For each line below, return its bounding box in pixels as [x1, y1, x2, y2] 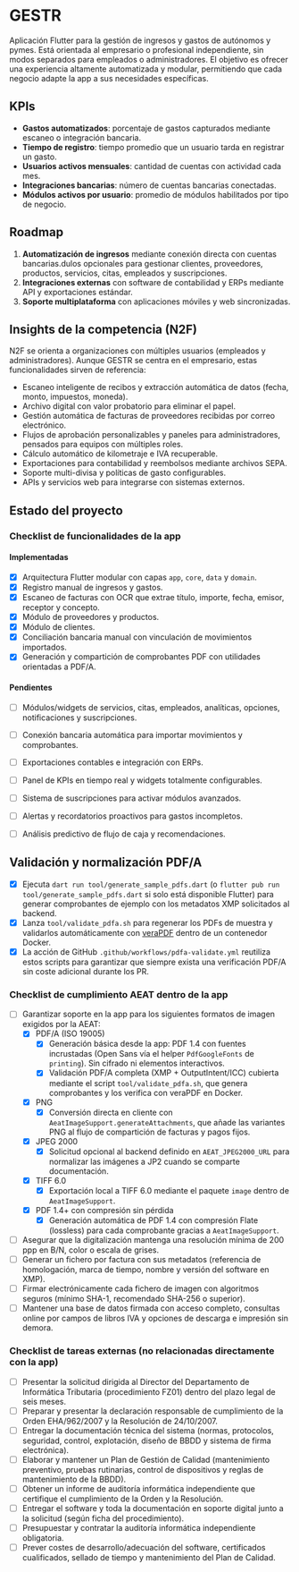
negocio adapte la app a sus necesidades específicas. [9, 72, 210, 83]
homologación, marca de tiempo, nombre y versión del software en [21, 1264, 270, 1275]
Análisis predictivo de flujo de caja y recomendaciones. [21, 828, 226, 839]
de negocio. [21, 199, 67, 209]
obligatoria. [21, 1533, 64, 1543]
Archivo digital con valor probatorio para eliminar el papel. [21, 401, 237, 412]
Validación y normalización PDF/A [9, 855, 203, 871]
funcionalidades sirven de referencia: [9, 364, 146, 376]
